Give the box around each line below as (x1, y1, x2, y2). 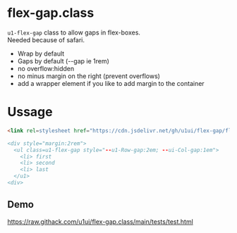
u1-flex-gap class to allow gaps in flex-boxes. (7, 28, 141, 37)
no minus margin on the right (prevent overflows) (17, 72, 161, 80)
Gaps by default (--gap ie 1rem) (17, 56, 109, 65)
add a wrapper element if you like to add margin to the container (17, 79, 205, 87)
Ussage (7, 104, 53, 120)
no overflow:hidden (17, 64, 75, 73)
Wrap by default (17, 49, 65, 58)
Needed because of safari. (7, 35, 85, 44)
